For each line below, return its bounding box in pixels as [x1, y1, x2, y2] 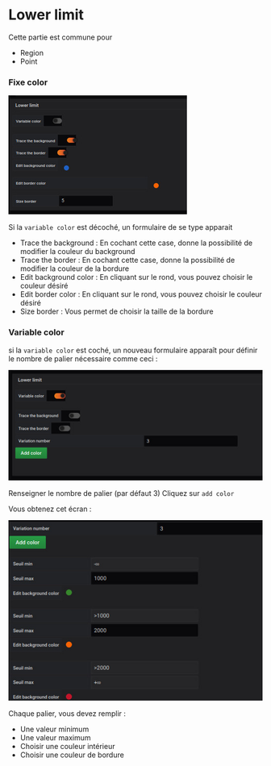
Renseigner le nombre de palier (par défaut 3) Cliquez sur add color [8, 488, 235, 497]
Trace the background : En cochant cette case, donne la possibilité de [19, 238, 252, 248]
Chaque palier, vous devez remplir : [8, 708, 127, 718]
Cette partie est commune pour [8, 32, 113, 42]
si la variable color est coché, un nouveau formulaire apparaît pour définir [8, 345, 258, 355]
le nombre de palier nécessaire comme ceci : [8, 353, 158, 364]
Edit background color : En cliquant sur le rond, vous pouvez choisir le [19, 273, 253, 282]
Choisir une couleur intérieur [19, 741, 115, 751]
